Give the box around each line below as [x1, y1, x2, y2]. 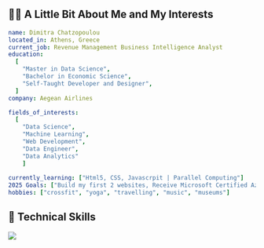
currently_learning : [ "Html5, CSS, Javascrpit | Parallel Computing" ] [8, 174, 244, 182]
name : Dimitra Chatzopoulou [8, 28, 101, 36]
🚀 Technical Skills [8, 210, 97, 224]
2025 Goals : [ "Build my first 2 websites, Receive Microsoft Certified [8, 181, 247, 189]
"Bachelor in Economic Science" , [22, 72, 132, 81]
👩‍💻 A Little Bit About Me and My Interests [8, 8, 214, 21]
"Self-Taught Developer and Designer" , [22, 79, 153, 87]
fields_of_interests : [8, 108, 79, 116]
